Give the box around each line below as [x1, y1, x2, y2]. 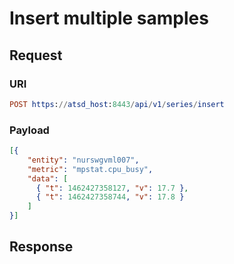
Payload [9, 123, 50, 137]
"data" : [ [27, 173, 69, 184]
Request [9, 47, 63, 64]
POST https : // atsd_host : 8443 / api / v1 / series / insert [9, 99, 225, 109]
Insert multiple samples [9, 7, 209, 30]
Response [9, 238, 74, 256]
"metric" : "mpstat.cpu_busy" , [27, 164, 154, 174]
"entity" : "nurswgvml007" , [27, 155, 140, 165]
